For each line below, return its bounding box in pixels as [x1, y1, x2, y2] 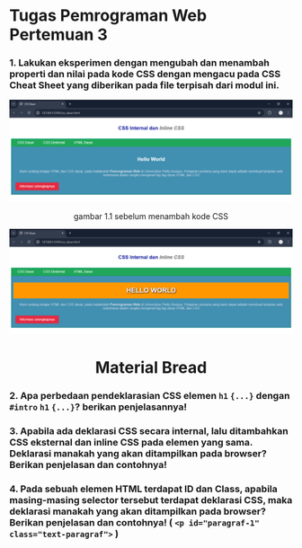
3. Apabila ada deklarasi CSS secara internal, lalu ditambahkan [9, 425, 289, 438]
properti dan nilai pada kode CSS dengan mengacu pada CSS [9, 68, 281, 81]
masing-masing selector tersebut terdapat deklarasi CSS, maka [9, 494, 293, 507]
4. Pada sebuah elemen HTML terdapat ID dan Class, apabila [9, 482, 279, 495]
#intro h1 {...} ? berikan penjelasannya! [9, 401, 187, 413]
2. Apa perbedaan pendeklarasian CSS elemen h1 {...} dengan [9, 390, 290, 402]
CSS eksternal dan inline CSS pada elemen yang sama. [9, 437, 253, 449]
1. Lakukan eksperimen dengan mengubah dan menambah [9, 57, 270, 69]
